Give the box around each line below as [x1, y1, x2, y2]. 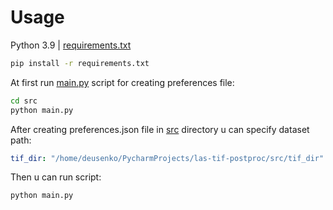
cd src [10, 96, 38, 106]
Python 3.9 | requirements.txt [10, 39, 132, 51]
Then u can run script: [10, 171, 102, 183]
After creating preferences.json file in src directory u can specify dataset [10, 123, 310, 135]
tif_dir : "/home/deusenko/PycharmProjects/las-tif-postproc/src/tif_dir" [10, 153, 325, 163]
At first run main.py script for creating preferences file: [10, 76, 235, 88]
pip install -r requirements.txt [10, 58, 150, 68]
